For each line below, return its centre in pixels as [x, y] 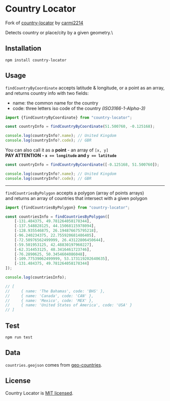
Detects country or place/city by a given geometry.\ [59, 32]
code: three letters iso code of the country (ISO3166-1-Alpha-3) [79, 108]
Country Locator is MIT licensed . [39, 393]
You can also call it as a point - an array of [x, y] [57, 150]
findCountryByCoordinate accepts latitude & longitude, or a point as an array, [85, 88]
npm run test [19, 337]
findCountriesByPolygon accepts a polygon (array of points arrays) [75, 193]
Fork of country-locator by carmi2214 [44, 23]
